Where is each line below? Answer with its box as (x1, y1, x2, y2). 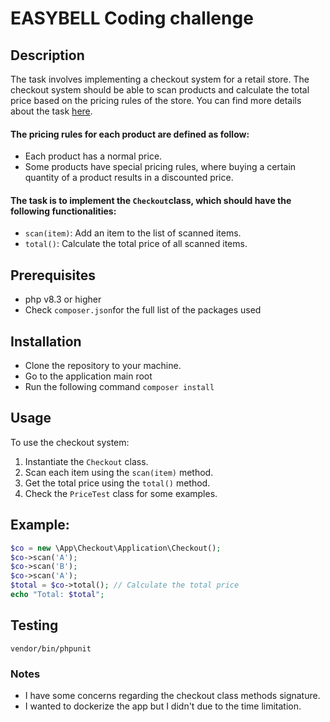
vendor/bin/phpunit (10, 643, 92, 654)
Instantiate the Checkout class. (24, 455, 149, 467)
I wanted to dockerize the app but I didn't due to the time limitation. (24, 700, 302, 712)
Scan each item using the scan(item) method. (24, 466, 214, 478)
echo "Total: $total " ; (10, 590, 105, 600)
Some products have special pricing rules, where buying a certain (24, 161, 297, 173)
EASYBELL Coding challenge (10, 7, 254, 30)
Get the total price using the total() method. (24, 477, 211, 489)
